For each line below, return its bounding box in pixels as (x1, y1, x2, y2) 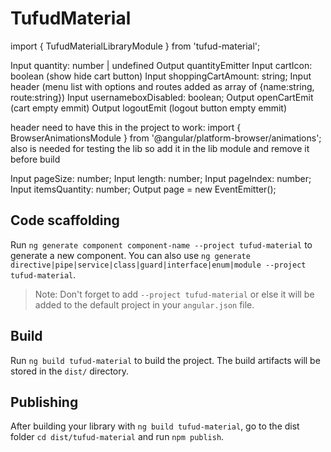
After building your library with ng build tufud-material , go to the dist (10, 420, 300, 432)
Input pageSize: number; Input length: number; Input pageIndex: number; (10, 172, 312, 184)
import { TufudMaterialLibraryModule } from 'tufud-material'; (10, 40, 261, 52)
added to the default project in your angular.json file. (34, 298, 255, 311)
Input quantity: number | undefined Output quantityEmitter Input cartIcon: (10, 59, 313, 71)
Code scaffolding (10, 212, 120, 229)
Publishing (10, 393, 79, 411)
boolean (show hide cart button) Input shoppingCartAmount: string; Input (10, 70, 312, 82)
